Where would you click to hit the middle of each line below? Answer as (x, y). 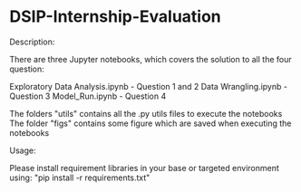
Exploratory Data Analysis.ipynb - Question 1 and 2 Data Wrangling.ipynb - (149, 86)
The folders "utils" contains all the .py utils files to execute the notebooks (146, 113)
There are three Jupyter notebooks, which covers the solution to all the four (150, 59)
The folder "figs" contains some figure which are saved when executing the (150, 123)
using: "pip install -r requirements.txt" (80, 178)
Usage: (23, 150)
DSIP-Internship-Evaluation (116, 17)
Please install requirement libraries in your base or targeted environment (144, 168)
